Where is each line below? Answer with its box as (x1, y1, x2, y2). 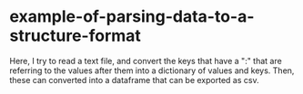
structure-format (9, 25, 141, 46)
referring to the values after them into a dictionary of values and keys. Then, (9, 65, 295, 76)
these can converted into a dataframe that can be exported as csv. (9, 74, 259, 85)
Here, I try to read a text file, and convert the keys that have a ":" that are (9, 55, 282, 66)
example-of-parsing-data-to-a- (9, 6, 255, 27)
